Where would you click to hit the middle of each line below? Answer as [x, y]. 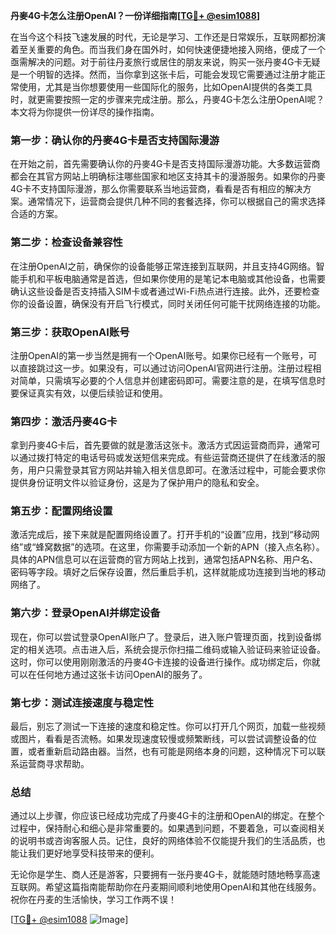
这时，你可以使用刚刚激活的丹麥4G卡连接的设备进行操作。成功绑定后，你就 [165, 661]
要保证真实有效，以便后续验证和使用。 [89, 393]
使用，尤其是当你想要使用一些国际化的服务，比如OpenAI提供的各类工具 [165, 87]
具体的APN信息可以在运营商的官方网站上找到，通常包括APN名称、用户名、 [164, 560]
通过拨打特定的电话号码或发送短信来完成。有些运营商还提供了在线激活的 [167, 458]
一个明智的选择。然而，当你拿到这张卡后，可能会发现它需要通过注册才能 [167, 74]
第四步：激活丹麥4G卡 [64, 421]
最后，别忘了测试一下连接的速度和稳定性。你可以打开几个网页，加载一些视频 [168, 726]
